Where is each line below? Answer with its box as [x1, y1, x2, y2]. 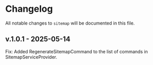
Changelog [5, 3, 53, 15]
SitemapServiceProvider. [5, 54, 58, 60]
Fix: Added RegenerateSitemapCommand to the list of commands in [5, 48, 148, 54]
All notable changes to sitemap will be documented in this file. [5, 20, 135, 26]
